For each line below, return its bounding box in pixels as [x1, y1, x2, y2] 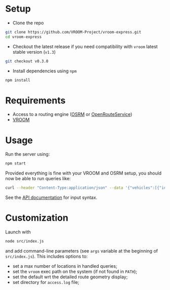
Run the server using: [5, 151, 50, 157]
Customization [5, 212, 68, 224]
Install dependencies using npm [12, 68, 77, 74]
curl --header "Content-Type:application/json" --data [5, 185, 123, 190]
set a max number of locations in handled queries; [12, 263, 117, 269]
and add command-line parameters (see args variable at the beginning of [5, 247, 158, 254]
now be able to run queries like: [5, 176, 71, 182]
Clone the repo [12, 20, 44, 26]
